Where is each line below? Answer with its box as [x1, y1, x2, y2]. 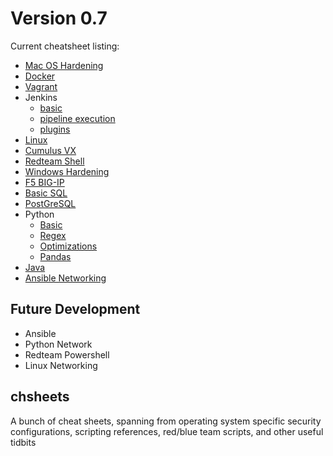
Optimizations [39, 240, 98, 252]
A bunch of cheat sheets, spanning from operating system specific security [10, 415, 322, 427]
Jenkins [24, 91, 58, 103]
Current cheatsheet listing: [10, 40, 120, 52]
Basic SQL [24, 187, 68, 199]
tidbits [10, 436, 37, 448]
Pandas [39, 250, 72, 262]
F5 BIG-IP [24, 176, 65, 188]
